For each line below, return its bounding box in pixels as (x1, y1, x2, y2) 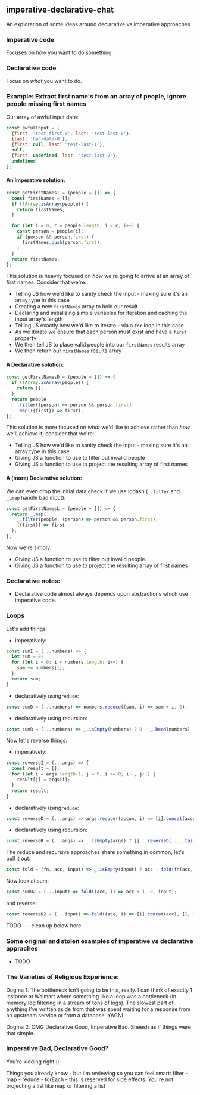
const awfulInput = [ (6, 125, 60, 131)
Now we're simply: (6, 544, 52, 551)
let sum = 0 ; (11, 654, 44, 660)
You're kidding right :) (6, 1058, 60, 1065)
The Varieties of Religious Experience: (6, 973, 119, 981)
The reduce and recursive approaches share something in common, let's (6, 849, 185, 856)
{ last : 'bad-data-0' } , (11, 136, 68, 142)
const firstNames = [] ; (11, 195, 70, 202)
